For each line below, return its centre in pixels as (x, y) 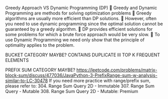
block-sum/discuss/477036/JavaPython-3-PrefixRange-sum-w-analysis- (81, 75)
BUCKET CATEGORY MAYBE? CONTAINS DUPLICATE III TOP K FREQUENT (82, 55)
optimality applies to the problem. (40, 45)
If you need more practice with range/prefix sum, (100, 81)
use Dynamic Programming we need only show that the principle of (75, 40)
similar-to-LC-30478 (27, 81)
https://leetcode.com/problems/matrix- (117, 70)
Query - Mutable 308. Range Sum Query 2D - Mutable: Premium (72, 91)
